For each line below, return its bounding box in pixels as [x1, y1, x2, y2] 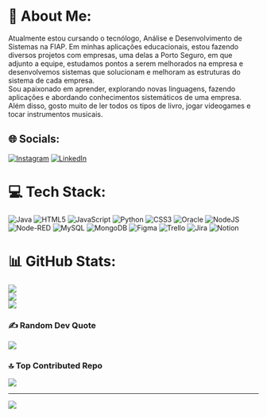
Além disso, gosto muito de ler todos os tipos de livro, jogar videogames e [8, 101, 251, 110]
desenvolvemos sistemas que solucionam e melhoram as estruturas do [8, 67, 241, 76]
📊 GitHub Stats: [8, 252, 117, 270]
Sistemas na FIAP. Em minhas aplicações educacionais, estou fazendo [8, 41, 239, 51]
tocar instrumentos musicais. [8, 109, 103, 118]
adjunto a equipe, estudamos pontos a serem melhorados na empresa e [8, 59, 244, 68]
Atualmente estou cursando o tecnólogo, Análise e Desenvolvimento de [8, 33, 242, 43]
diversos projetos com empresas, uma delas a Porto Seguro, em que [8, 50, 233, 60]
